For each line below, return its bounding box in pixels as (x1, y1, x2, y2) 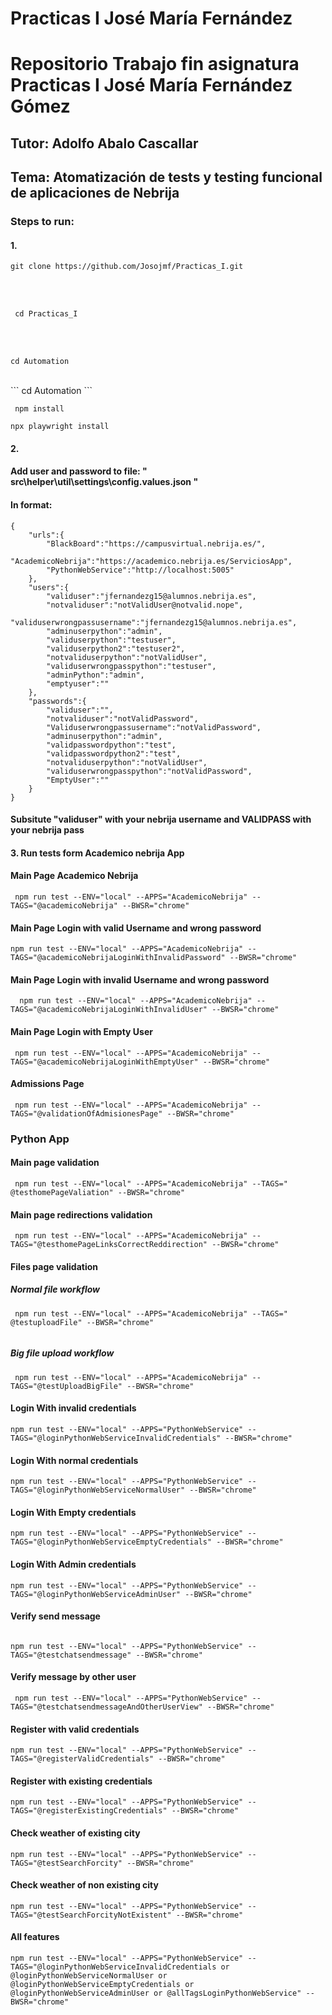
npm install (14, 404, 65, 414)
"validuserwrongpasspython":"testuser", (46, 661, 217, 671)
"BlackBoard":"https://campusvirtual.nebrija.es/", (46, 538, 267, 549)
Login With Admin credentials (10, 1558, 137, 1570)
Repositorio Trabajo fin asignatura (10, 53, 300, 76)
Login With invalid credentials (10, 1402, 137, 1414)
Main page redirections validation (10, 1208, 153, 1221)
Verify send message (10, 1610, 101, 1622)
